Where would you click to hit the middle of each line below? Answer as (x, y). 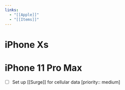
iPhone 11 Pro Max (43, 68)
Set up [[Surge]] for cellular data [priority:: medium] (66, 82)
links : (12, 10)
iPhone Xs (27, 44)
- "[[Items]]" (24, 19)
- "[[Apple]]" (24, 15)
